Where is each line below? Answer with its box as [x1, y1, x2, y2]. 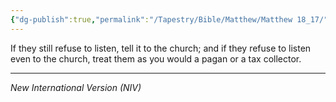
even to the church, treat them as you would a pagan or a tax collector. [10, 52, 302, 65]
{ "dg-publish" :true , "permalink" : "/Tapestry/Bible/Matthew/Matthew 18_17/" [10, 14, 329, 25]
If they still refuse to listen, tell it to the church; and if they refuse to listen [10, 42, 312, 54]
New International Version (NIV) [10, 81, 142, 93]
